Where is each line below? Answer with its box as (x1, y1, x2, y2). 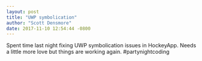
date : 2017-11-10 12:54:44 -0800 (6, 25, 91, 32)
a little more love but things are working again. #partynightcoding (6, 48, 170, 56)
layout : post (6, 8, 39, 15)
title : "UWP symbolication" (6, 14, 78, 20)
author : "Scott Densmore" (6, 20, 72, 26)
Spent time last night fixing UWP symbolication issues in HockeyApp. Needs (6, 42, 197, 49)
